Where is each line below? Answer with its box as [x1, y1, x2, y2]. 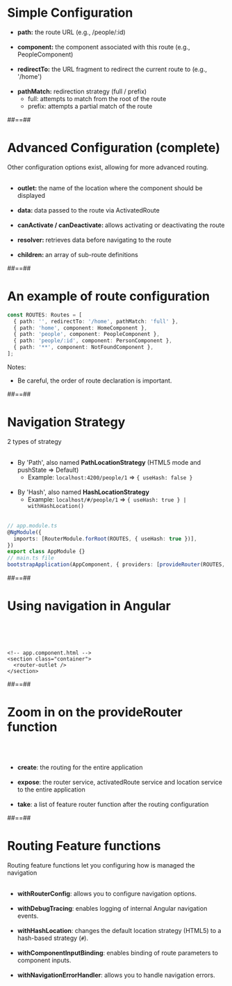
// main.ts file [7, 555, 54, 562]
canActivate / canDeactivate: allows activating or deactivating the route [17, 221, 225, 229]
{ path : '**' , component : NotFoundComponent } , [13, 344, 154, 351]
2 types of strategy [7, 437, 62, 445]
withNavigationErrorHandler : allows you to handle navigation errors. [17, 971, 215, 979]
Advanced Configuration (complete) [7, 140, 220, 156]
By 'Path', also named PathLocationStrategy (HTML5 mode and [17, 458, 201, 466]
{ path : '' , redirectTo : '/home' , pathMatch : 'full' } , [13, 318, 179, 325]
